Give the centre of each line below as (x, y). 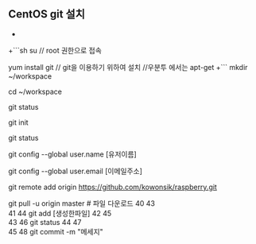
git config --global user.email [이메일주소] (76, 171)
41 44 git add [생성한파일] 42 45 (60, 213)
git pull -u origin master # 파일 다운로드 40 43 (81, 203)
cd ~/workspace (35, 91)
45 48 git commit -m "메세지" (56, 231)
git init (19, 122)
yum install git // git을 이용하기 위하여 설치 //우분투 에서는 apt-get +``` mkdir (128, 67)
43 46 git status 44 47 (45, 222)
